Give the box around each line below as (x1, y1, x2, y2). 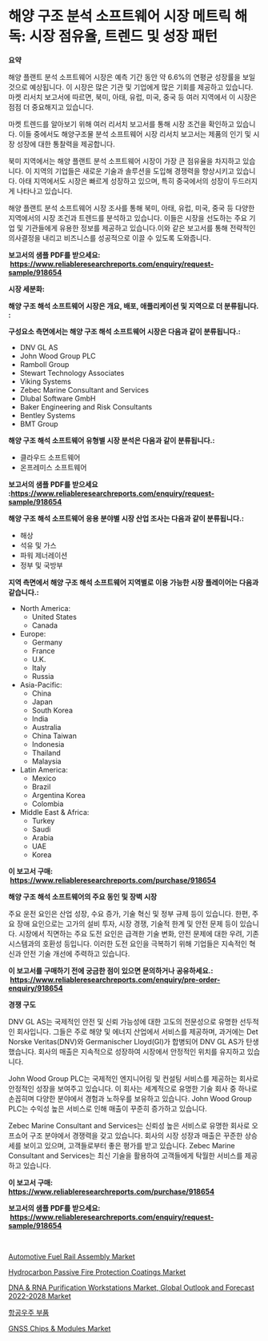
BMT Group (19, 419, 58, 429)
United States (31, 612, 78, 621)
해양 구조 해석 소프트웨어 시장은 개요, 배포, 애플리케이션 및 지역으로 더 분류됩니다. (8, 301, 259, 310)
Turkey (31, 816, 55, 825)
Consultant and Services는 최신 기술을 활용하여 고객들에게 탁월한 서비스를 (8, 1151, 243, 1160)
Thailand (31, 748, 62, 757)
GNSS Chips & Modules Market (8, 1323, 111, 1333)
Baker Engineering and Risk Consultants (19, 401, 153, 412)
